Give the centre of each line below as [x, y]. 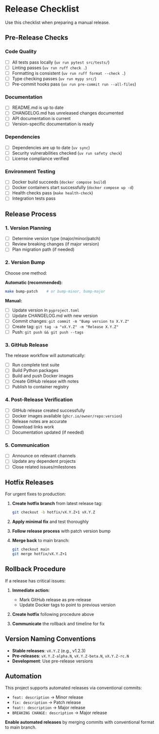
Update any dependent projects [44, 461]
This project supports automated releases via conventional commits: [73, 688]
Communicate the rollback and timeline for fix [58, 624]
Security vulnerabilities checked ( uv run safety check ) [67, 153]
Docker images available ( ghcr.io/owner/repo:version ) [67, 416]
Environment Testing [30, 171]
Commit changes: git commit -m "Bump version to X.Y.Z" [71, 321]
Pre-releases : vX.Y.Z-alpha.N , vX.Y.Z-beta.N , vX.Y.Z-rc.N [71, 656]
